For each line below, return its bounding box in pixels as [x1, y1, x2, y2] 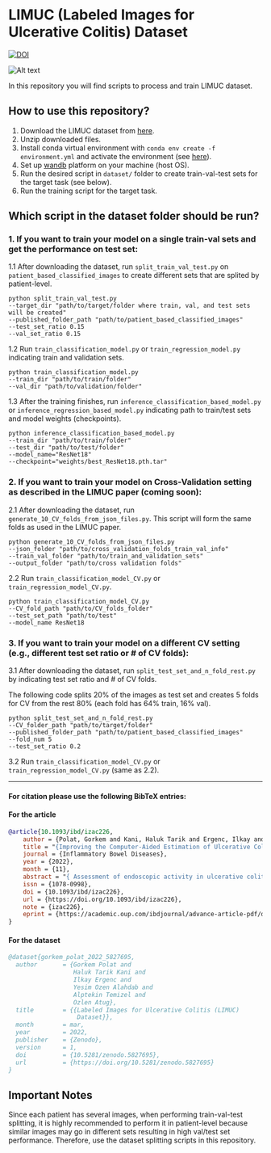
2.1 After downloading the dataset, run [8, 505, 135, 515]
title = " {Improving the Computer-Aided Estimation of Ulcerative [23, 843, 251, 851]
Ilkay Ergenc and [73, 976, 131, 984]
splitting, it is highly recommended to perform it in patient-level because [8, 1118, 248, 1128]
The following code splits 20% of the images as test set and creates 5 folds [8, 690, 260, 700]
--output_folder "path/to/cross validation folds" [8, 559, 182, 567]
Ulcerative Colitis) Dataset [8, 23, 188, 41]
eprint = [23, 911, 52, 919]
